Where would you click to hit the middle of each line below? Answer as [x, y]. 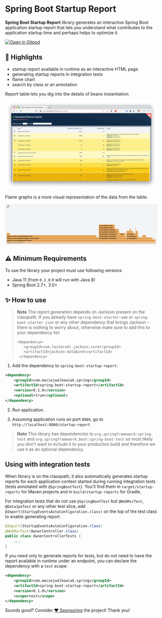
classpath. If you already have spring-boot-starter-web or [75, 317]
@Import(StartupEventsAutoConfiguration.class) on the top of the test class [81, 511]
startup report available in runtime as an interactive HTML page [75, 69]
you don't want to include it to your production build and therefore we [86, 444]
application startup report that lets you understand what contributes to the [79, 27]
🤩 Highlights [24, 57]
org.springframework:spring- [124, 434]
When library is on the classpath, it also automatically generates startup [76, 476]
